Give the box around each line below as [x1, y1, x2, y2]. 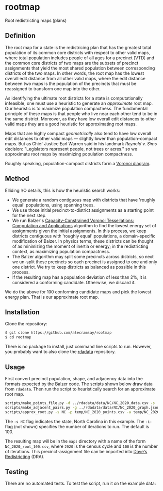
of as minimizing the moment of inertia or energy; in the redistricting [12, 243, 148, 249]
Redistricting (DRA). [5, 454, 45, 459]
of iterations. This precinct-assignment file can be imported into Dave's [5, 448, 147, 454]
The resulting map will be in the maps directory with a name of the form [5, 438, 146, 444]
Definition [5, 32, 35, 40]
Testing [5, 468, 29, 476]
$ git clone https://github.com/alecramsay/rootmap [5, 330, 112, 335]
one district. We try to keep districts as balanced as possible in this [12, 264, 146, 270]
